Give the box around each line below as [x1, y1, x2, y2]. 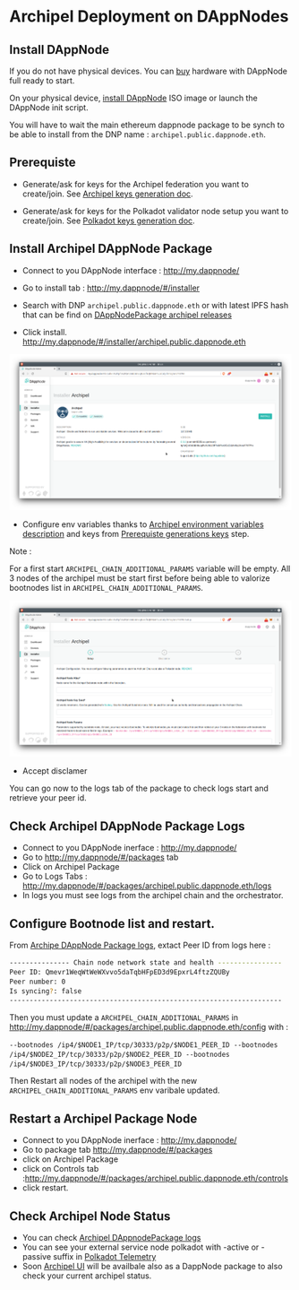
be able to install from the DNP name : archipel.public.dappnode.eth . [9, 129, 266, 140]
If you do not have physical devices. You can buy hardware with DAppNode [9, 65, 288, 76]
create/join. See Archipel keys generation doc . [21, 188, 194, 199]
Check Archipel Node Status [9, 1208, 171, 1224]
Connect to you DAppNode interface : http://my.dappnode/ [21, 264, 240, 275]
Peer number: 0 [9, 977, 66, 986]
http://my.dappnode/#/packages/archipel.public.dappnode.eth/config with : [9, 1022, 289, 1033]
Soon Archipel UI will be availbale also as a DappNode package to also [21, 1260, 284, 1271]
